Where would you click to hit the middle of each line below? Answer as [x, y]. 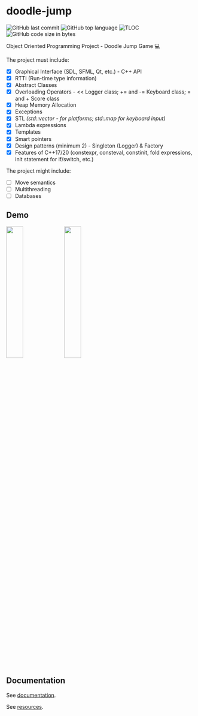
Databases [28, 195]
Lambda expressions [41, 125]
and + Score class [37, 99]
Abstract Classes [36, 85]
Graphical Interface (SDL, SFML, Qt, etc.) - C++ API [78, 71]
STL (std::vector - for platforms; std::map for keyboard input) [90, 119]
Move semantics [35, 182]
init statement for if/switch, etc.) [54, 159]
